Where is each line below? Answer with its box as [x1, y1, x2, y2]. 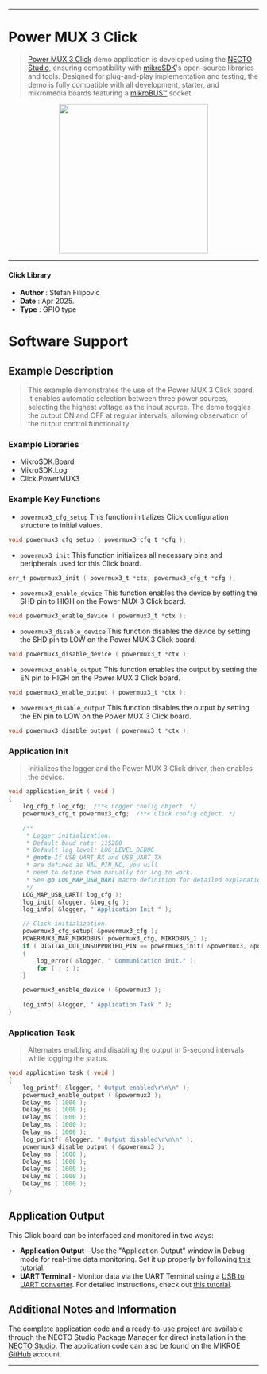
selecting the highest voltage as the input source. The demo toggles [27, 403, 252, 412]
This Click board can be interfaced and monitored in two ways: [8, 1230, 215, 1240]
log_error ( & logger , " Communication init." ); [37, 956, 197, 965]
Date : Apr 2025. [19, 296, 75, 306]
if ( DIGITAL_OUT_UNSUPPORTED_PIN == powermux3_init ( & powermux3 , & [22, 942, 254, 950]
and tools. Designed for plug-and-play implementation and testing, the [27, 71, 259, 80]
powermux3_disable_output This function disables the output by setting [19, 703, 250, 713]
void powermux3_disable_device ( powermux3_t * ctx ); [8, 650, 191, 659]
